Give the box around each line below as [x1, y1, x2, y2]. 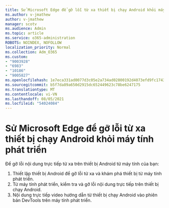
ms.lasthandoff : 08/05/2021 [5, 96, 64, 101]
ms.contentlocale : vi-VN [5, 92, 57, 97]
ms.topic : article [5, 31, 44, 36]
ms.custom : [5, 54, 28, 59]
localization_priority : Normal [5, 45, 71, 50]
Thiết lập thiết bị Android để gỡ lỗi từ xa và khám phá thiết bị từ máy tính [12, 171, 162, 177]
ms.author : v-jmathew [5, 12, 51, 17]
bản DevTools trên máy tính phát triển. [12, 197, 92, 203]
